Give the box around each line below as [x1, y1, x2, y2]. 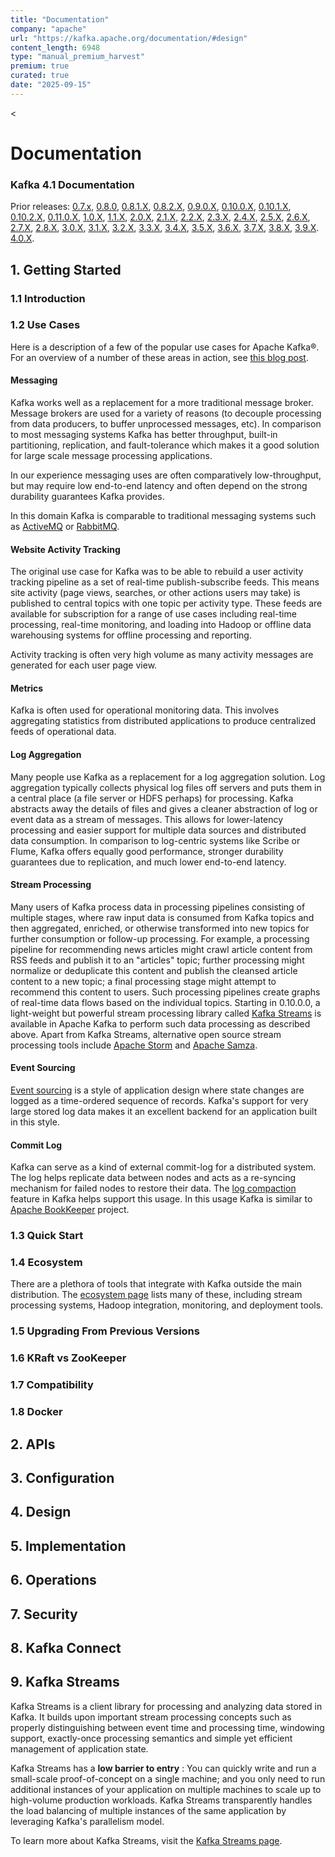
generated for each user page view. [10, 659, 158, 671]
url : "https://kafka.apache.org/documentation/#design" [10, 33, 248, 43]
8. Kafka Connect [10, 1639, 122, 1656]
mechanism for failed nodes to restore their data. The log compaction [10, 1182, 297, 1195]
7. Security [10, 1606, 78, 1623]
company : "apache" [10, 24, 87, 34]
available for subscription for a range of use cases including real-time [10, 608, 297, 620]
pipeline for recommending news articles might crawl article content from [10, 943, 313, 955]
